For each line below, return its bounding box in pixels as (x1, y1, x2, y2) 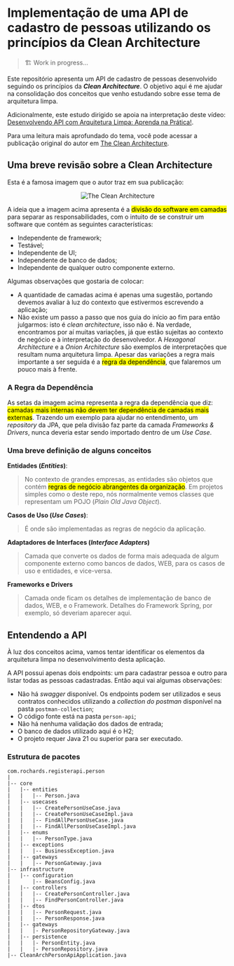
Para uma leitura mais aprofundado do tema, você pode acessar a (7, 131, 198, 140)
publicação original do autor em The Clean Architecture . (7, 139, 170, 147)
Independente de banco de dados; (17, 256, 118, 264)
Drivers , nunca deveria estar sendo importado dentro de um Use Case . (7, 428, 212, 437)
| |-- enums (7, 829, 49, 836)
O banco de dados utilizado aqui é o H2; (17, 727, 135, 735)
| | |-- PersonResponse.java (7, 915, 105, 923)
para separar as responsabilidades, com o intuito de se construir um (7, 212, 205, 221)
